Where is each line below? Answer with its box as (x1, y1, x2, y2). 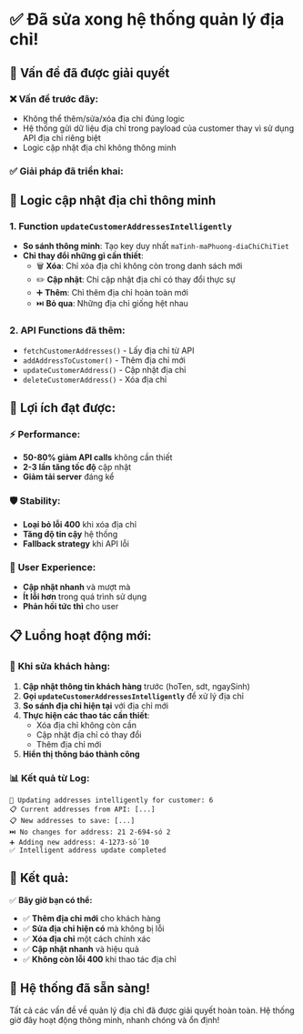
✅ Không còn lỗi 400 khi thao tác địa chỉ (22, 953, 177, 964)
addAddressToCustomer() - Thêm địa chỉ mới (22, 355, 187, 366)
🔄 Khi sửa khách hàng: (9, 660, 111, 673)
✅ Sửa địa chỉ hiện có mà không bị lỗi (22, 923, 165, 934)
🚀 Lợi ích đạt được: (9, 400, 116, 416)
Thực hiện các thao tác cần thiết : (22, 709, 150, 720)
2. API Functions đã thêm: (9, 324, 126, 336)
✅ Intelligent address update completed (9, 846, 167, 855)
